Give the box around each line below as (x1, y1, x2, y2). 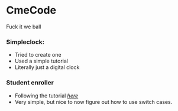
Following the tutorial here (14, 92, 79, 99)
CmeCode (6, 4, 57, 17)
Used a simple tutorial (14, 57, 68, 65)
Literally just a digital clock (14, 64, 80, 71)
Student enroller (6, 79, 54, 87)
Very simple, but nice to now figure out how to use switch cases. (14, 98, 173, 105)
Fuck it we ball (6, 23, 41, 30)
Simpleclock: (6, 38, 45, 46)
